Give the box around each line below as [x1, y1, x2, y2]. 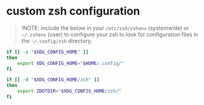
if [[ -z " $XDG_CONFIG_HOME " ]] [6, 49, 89, 55]
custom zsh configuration [6, 4, 140, 18]
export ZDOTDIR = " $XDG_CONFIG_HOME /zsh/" [17, 88, 122, 95]
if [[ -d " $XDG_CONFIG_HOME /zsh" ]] [6, 77, 100, 83]
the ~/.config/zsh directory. [21, 37, 93, 44]
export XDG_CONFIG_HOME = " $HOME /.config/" [17, 60, 124, 66]
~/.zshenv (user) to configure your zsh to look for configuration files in [21, 30, 199, 38]
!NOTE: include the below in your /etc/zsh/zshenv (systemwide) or [21, 24, 189, 32]
